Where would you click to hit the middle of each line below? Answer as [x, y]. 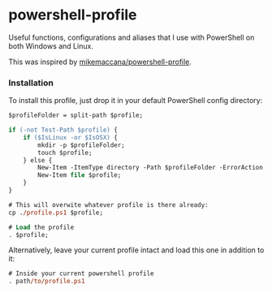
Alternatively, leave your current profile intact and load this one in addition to [136, 250]
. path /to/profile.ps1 [47, 282]
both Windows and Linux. [51, 45]
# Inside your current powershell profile [81, 274]
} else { [38, 160]
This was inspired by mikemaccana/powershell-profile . [100, 62]
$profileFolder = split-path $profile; [76, 115]
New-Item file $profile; [80, 175]
